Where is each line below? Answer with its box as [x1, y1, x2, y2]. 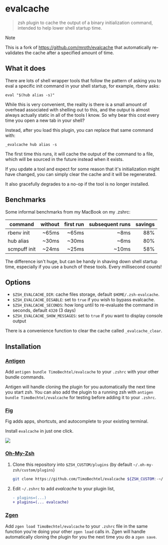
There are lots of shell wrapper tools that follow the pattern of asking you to [5, 77, 161, 83]
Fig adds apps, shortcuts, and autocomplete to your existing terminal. [5, 418, 149, 424]
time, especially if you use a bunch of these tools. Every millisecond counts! [5, 264, 162, 270]
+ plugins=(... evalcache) [12, 500, 69, 505]
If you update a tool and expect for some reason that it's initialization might [5, 166, 160, 172]
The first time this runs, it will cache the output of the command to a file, [5, 151, 154, 157]
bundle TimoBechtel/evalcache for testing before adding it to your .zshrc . [5, 395, 156, 401]
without [40, 221, 60, 228]
